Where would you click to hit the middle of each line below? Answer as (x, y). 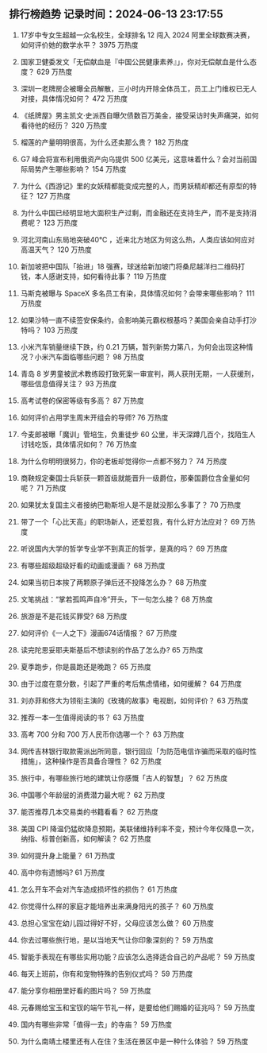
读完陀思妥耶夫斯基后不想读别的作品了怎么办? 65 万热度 (112, 649)
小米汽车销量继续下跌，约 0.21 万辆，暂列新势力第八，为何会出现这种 (133, 346)
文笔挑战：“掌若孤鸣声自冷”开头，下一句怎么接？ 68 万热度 (116, 599)
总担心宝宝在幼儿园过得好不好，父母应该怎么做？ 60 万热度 (117, 923)
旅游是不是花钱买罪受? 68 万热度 (74, 616)
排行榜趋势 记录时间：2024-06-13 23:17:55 (116, 14)
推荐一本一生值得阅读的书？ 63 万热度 (82, 717)
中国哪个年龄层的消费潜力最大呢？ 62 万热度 (93, 795)
